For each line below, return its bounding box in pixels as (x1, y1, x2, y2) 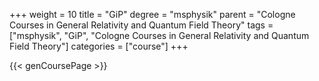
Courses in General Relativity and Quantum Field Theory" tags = (9, 19, 274, 31)
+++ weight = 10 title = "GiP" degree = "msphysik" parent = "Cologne (9, 9, 296, 20)
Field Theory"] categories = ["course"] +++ (9, 40, 189, 52)
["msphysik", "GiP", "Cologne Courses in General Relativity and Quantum (9, 30, 310, 41)
